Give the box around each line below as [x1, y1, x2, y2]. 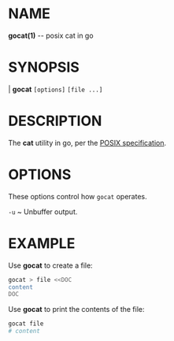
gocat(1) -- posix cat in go [8, 31, 94, 40]
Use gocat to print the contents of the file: [8, 305, 145, 314]
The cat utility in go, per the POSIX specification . [8, 138, 167, 147]
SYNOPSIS [8, 58, 80, 76]
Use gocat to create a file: [8, 261, 93, 270]
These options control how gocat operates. [8, 191, 147, 201]
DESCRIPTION [8, 112, 102, 130]
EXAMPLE [8, 234, 76, 252]
